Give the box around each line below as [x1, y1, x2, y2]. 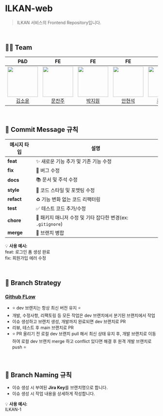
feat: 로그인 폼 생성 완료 [5, 249, 50, 254]
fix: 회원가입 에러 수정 [5, 255, 47, 261]
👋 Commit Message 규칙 [5, 126, 79, 134]
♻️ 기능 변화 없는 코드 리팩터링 [35, 196, 101, 202]
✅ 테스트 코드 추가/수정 [35, 205, 86, 212]
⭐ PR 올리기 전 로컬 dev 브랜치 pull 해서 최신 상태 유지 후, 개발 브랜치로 [12, 331, 147, 337]
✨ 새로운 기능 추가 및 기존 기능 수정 [35, 158, 112, 164]
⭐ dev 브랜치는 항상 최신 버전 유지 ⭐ [12, 305, 81, 311]
